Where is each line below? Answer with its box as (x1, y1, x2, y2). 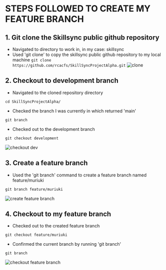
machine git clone (12, 57, 52, 62)
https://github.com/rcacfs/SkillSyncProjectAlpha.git (12, 63, 126, 68)
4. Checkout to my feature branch (5, 210, 111, 218)
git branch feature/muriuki (5, 187, 63, 192)
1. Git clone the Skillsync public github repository (5, 33, 160, 42)
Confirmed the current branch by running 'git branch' (12, 241, 121, 247)
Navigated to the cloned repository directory (12, 90, 103, 96)
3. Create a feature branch (5, 159, 88, 167)
